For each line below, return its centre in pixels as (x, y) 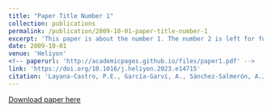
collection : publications (52, 24)
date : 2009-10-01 (38, 46)
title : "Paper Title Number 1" (61, 16)
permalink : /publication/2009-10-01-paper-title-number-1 (108, 31)
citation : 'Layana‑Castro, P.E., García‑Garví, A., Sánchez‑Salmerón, (130, 76)
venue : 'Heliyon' (38, 54)
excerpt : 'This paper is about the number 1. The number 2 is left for (132, 39)
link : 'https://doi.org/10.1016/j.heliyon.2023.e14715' (104, 69)
